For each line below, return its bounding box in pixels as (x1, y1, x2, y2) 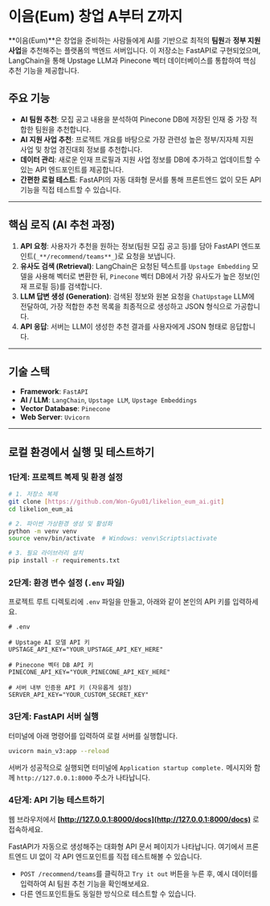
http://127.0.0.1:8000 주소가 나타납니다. (16, 772, 151, 782)
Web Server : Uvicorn (19, 412, 90, 422)
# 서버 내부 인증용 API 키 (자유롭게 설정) (8, 684, 133, 692)
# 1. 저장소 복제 (8, 490, 58, 499)
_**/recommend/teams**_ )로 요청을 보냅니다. (35, 251, 176, 261)
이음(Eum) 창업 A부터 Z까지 (8, 7, 183, 26)
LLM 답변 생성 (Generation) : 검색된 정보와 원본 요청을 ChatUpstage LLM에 (19, 291, 255, 301)
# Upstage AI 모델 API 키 (8, 639, 90, 647)
